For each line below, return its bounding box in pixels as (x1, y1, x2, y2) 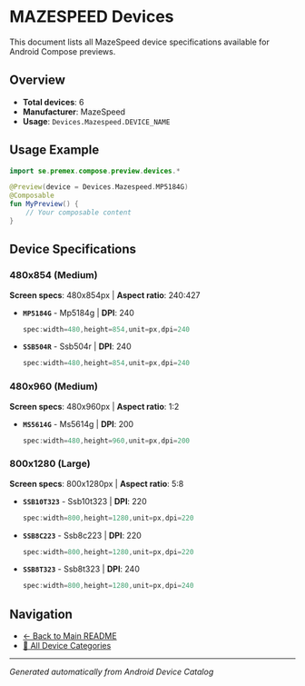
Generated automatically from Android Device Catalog (9, 666, 214, 678)
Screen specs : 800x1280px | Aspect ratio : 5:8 (9, 478, 184, 489)
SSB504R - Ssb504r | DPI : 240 (22, 341, 132, 352)
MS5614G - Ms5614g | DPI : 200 (22, 418, 134, 429)
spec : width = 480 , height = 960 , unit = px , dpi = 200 (22, 436, 191, 445)
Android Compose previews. (9, 45, 116, 56)
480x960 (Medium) (9, 380, 98, 393)
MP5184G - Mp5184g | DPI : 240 (22, 307, 134, 318)
